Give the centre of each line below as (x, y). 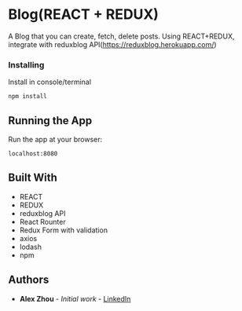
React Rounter (42, 221)
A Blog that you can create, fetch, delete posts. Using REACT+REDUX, (121, 36)
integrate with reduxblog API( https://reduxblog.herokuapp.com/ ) (113, 44)
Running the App (50, 121)
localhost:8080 (33, 154)
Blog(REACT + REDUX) (84, 15)
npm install (27, 97)
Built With (33, 178)
